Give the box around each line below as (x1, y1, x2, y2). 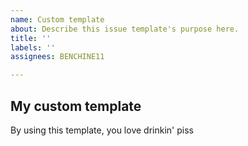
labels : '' (10, 42, 56, 53)
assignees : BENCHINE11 (10, 52, 105, 62)
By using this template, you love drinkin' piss (10, 124, 194, 136)
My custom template (10, 97, 142, 115)
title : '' (10, 33, 52, 43)
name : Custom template (10, 14, 105, 25)
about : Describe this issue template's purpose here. (10, 24, 240, 34)
